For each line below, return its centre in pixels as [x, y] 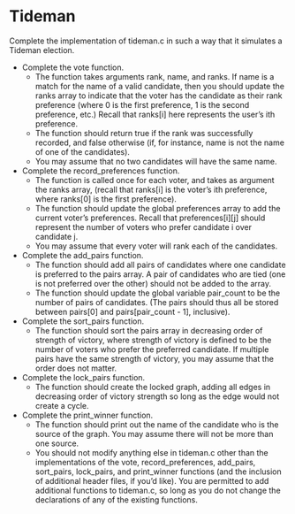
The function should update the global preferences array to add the [158, 208]
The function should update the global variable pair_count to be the [158, 293]
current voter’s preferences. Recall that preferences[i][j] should [150, 218]
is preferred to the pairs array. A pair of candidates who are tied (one [160, 274]
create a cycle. [62, 405]
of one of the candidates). [83, 151]
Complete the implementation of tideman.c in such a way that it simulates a [146, 41]
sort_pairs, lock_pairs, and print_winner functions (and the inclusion [158, 472]
